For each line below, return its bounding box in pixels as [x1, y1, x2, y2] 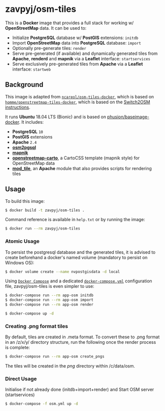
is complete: [5, 345, 31, 351]
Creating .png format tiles [5, 322, 68, 329]
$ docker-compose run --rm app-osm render [5, 302, 94, 307]
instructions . [5, 104, 31, 110]
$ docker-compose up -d [5, 311, 54, 316]
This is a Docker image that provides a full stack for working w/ [5, 20, 134, 26]
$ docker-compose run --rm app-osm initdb [5, 293, 94, 298]
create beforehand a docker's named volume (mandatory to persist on [5, 254, 148, 260]
